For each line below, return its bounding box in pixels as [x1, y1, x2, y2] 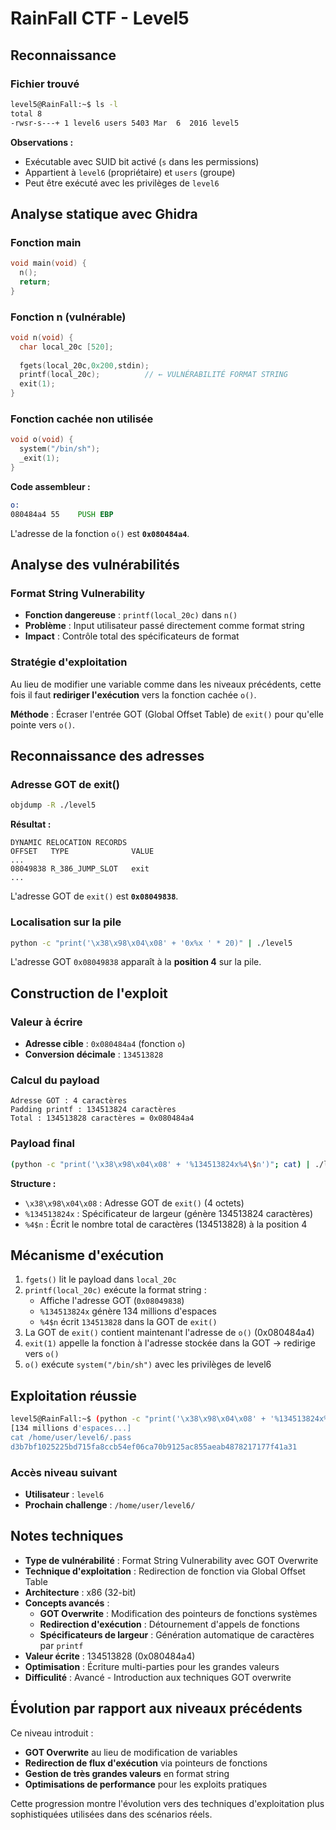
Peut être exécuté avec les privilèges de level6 [24, 177, 220, 189]
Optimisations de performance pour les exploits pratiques [24, 1778, 268, 1790]
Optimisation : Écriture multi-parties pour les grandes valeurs [24, 1660, 280, 1672]
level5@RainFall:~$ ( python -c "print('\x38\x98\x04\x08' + [10, 1414, 267, 1424]
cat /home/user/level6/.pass [10, 1432, 132, 1442]
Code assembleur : [10, 480, 91, 492]
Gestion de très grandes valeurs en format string [24, 1767, 230, 1779]
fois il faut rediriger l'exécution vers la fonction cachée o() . [10, 688, 257, 701]
